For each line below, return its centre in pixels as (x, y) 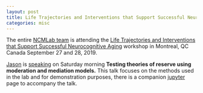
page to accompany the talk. (42, 83)
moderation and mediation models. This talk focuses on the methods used (100, 71)
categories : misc (28, 23)
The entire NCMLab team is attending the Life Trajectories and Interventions (101, 40)
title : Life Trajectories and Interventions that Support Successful (96, 17)
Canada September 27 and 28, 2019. (52, 53)
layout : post (23, 12)
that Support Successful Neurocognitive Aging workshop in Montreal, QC (98, 46)
